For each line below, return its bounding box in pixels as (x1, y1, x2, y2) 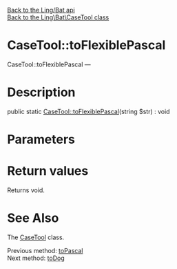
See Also (7, 210, 59, 226)
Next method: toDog (7, 254, 65, 262)
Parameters (7, 131, 76, 147)
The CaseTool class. (7, 233, 65, 241)
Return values (7, 163, 89, 179)
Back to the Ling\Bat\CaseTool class (7, 13, 110, 21)
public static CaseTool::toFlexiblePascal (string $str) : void (7, 107, 170, 115)
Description (7, 84, 76, 100)
